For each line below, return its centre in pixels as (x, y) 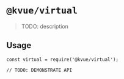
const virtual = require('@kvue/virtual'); (63, 60)
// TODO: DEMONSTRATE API (39, 70)
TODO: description (45, 26)
